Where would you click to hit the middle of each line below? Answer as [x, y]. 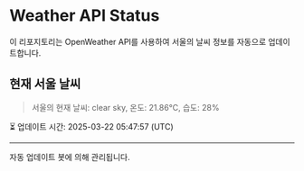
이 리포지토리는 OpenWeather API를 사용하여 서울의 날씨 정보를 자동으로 [138, 41]
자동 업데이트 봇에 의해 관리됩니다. [70, 157]
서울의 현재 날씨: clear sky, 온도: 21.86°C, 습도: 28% [125, 107]
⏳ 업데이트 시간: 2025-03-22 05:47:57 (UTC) [91, 126]
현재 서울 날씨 [45, 84]
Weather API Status [85, 16]
